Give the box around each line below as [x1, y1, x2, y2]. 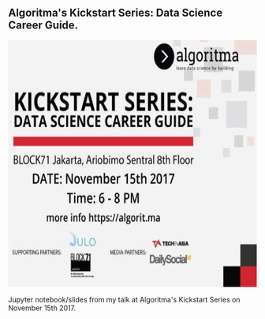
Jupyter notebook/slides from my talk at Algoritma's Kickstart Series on [8, 295, 241, 304]
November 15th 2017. [8, 303, 77, 313]
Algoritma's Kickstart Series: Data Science [8, 6, 223, 20]
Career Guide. [8, 19, 79, 32]
